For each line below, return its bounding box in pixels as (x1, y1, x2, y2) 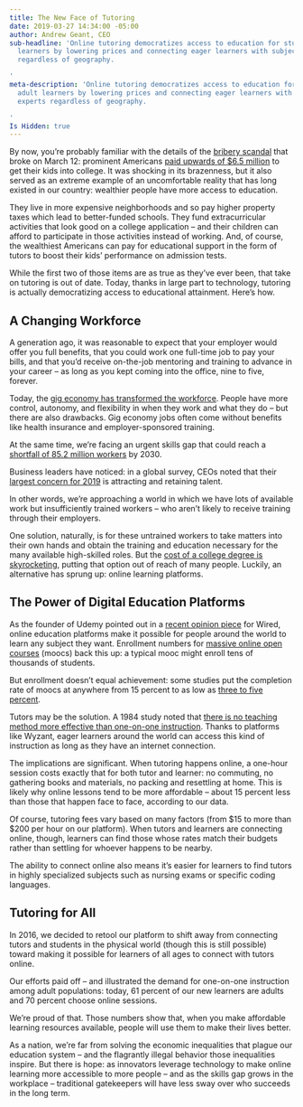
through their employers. (9, 512, 101, 524)
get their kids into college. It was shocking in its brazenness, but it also (9, 165, 272, 176)
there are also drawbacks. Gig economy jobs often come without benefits (9, 412, 282, 423)
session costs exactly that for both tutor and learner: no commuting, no (9, 767, 273, 778)
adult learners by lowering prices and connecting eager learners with (17, 88, 293, 98)
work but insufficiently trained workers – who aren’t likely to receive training (9, 503, 291, 514)
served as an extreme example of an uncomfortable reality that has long (9, 175, 278, 186)
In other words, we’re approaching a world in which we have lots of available (9, 493, 294, 504)
